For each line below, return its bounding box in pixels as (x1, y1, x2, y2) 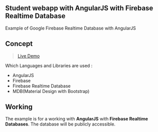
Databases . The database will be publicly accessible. (5, 121, 116, 127)
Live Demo (17, 52, 40, 59)
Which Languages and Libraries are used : (5, 62, 93, 68)
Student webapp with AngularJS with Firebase (5, 4, 153, 12)
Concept (5, 39, 33, 48)
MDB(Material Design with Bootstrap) (12, 88, 90, 94)
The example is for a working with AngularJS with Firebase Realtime (5, 116, 148, 122)
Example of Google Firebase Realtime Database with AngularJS (5, 25, 136, 31)
